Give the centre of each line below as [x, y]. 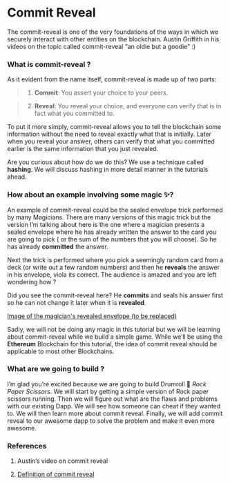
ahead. [17, 177]
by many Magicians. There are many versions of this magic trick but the [109, 217]
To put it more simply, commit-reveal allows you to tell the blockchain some [114, 127]
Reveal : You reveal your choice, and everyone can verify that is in [128, 106]
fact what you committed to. [75, 113]
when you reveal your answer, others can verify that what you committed [111, 141]
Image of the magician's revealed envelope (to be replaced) [92, 316]
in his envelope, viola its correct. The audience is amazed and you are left [112, 275]
